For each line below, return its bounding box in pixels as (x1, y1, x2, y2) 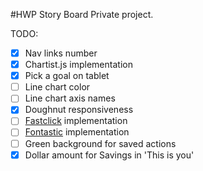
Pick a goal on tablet (24, 70, 110, 82)
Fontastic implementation (24, 126, 130, 138)
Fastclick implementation (24, 115, 128, 127)
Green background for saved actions (24, 137, 177, 149)
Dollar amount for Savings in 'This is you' (24, 149, 195, 161)
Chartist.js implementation (24, 59, 133, 71)
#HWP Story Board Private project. (10, 9, 154, 20)
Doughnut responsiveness (24, 104, 134, 116)
